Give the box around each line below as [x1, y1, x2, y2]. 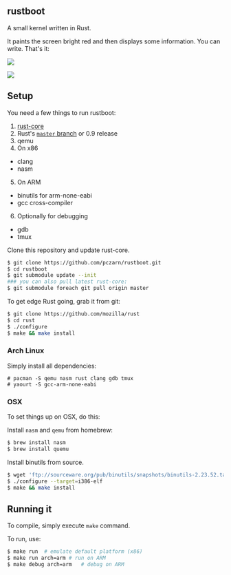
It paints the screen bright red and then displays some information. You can [7, 37, 221, 45]
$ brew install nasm [7, 439, 67, 446]
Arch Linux [7, 346, 45, 355]
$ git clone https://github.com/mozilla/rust [7, 311, 140, 317]
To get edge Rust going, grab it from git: [7, 297, 120, 305]
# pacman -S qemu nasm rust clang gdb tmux [7, 375, 134, 381]
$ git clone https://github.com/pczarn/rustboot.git [7, 259, 162, 266]
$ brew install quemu [7, 446, 69, 452]
